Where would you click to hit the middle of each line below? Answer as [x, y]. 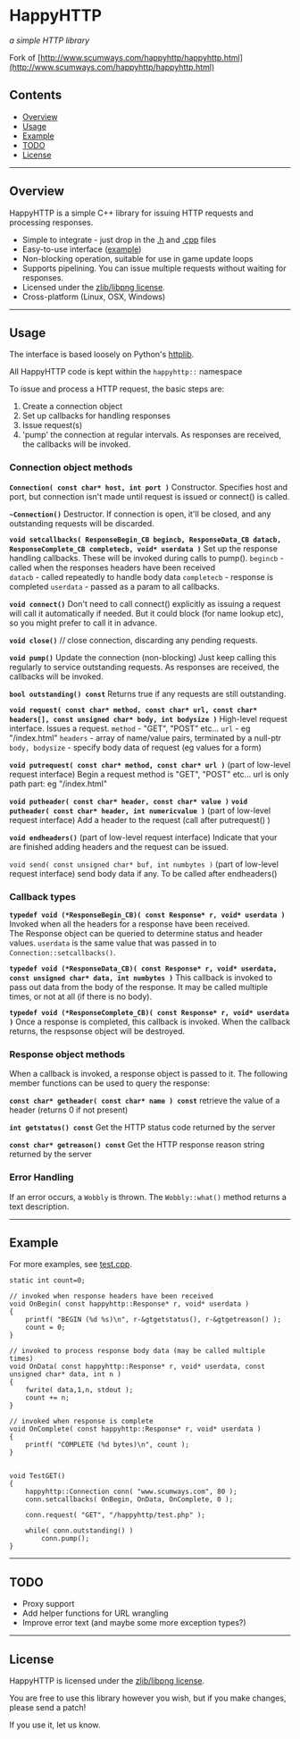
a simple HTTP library [50, 40]
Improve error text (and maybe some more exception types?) [134, 1623]
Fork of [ [25, 57]
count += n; [47, 1398]
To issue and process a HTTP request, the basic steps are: [117, 389]
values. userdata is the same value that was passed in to [113, 943]
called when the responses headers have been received [112, 567]
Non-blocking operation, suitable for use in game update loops [137, 258]
